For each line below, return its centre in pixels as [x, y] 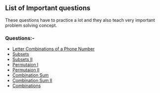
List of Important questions [48, 8]
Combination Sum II [32, 81]
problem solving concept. [31, 25]
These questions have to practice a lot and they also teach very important [80, 20]
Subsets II [22, 59]
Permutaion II [26, 70]
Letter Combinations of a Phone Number [53, 49]
